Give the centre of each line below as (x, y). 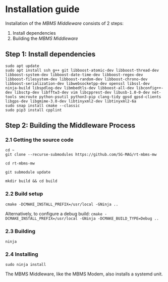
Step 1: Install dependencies (50, 54)
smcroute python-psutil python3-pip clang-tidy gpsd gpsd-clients (90, 97)
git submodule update (28, 173)
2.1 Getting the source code (40, 140)
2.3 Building (20, 231)
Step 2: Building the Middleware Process (70, 125)
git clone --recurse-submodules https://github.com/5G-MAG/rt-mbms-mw (81, 155)
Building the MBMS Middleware (45, 38)
